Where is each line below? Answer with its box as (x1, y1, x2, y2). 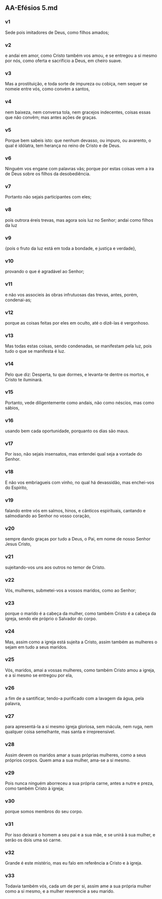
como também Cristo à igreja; (5, 785, 65, 791)
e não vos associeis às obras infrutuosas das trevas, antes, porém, (5, 292, 138, 297)
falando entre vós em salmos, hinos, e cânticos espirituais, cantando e (5, 508, 146, 514)
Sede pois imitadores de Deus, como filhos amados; (5, 29, 109, 35)
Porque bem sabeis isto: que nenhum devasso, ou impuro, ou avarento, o (5, 137, 151, 143)
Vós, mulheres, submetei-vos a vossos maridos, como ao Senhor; (5, 587, 137, 593)
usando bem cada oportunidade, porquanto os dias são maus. (5, 428, 130, 434)
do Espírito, (5, 485, 28, 490)
